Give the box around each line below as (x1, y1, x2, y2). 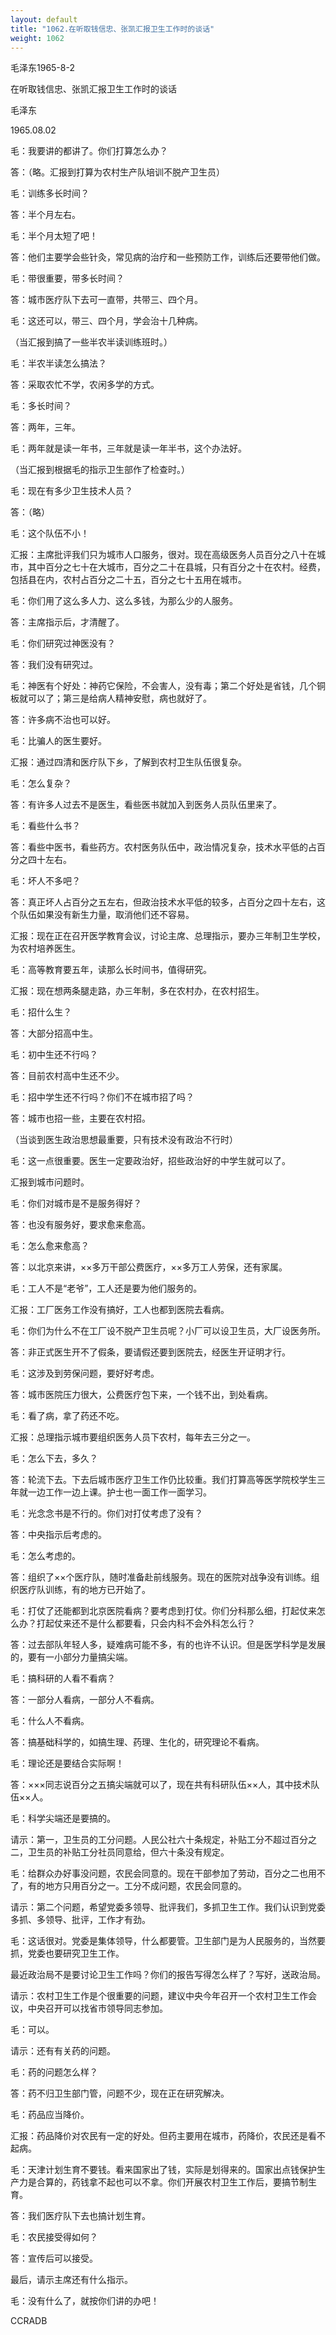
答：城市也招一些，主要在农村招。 (10, 1112, 151, 1125)
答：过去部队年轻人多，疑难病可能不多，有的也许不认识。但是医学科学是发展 (10, 1639, 326, 1651)
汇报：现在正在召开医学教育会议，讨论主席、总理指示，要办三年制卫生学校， (10, 930, 326, 942)
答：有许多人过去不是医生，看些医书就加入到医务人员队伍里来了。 (10, 799, 282, 811)
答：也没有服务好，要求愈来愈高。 (10, 1219, 151, 1231)
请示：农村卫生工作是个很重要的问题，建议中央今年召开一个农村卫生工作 (10, 1990, 308, 2002)
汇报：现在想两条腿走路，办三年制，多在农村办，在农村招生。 (10, 985, 265, 997)
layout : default (10, 14, 78, 25)
